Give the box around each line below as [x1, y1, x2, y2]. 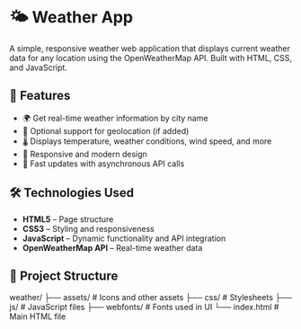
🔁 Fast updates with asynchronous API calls [22, 158, 185, 169]
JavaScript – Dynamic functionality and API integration [22, 233, 226, 244]
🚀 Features [9, 88, 71, 103]
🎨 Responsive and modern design [22, 148, 148, 159]
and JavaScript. [9, 62, 67, 73]
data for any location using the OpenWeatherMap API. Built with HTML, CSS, [9, 52, 293, 63]
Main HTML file [9, 311, 66, 322]
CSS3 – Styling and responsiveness [22, 223, 155, 234]
